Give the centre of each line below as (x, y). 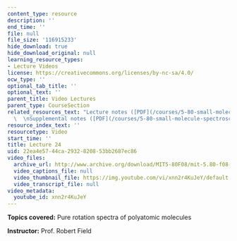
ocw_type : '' (26, 79)
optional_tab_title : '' (42, 86)
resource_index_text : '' (44, 125)
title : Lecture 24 (34, 145)
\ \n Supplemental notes (50, 118)
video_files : (26, 158)
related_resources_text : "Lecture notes (68, 112)
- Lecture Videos (33, 66)
